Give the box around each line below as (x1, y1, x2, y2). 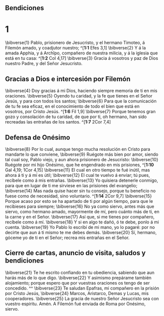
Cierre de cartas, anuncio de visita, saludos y (5, 249, 146, 257)
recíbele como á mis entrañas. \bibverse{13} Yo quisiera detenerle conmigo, (5, 177, 158, 183)
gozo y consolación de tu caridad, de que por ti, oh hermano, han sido (5, 114, 147, 120)
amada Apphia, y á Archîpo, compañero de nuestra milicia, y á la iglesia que (5, 50, 158, 56)
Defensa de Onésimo (5, 133, 70, 142)
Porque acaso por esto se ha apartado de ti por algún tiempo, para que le (5, 198, 153, 204)
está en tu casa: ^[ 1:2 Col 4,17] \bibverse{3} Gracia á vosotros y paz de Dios (5, 55, 158, 61)
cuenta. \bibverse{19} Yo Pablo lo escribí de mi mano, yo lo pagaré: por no (5, 224, 155, 230)
